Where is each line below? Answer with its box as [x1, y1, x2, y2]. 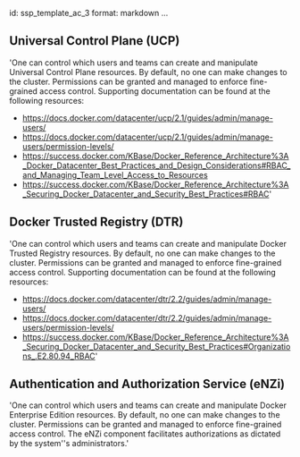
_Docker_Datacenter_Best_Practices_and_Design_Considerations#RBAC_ [21, 160, 291, 171]
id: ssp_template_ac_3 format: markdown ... [9, 8, 169, 18]
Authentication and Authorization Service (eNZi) [9, 377, 286, 392]
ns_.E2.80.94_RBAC [21, 351, 96, 361]
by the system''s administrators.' [9, 438, 129, 449]
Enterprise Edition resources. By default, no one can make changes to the [9, 410, 280, 420]
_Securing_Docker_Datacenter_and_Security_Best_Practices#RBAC [21, 188, 270, 199]
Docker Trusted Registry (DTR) [9, 215, 184, 230]
